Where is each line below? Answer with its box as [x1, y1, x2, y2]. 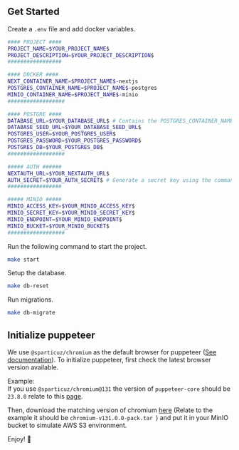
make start [7, 256, 40, 263]
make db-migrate [7, 310, 55, 317]
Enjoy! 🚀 [7, 435, 32, 443]
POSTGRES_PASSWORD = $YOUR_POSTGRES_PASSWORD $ [7, 137, 142, 145]
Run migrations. [7, 295, 53, 304]
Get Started [7, 6, 60, 18]
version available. [7, 363, 59, 372]
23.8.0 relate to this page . [7, 392, 83, 400]
